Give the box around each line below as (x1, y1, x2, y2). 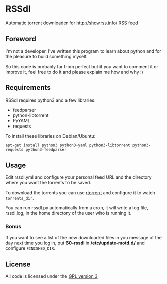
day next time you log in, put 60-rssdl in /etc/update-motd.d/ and (5, 240, 145, 246)
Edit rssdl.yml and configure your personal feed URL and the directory (5, 174, 152, 180)
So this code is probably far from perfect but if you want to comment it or (5, 63, 159, 69)
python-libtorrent (12, 112, 49, 118)
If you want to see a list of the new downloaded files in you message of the (5, 234, 162, 240)
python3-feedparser (25, 147, 67, 152)
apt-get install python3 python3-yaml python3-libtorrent (5, 143, 130, 148)
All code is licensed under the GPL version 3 (5, 273, 98, 279)
